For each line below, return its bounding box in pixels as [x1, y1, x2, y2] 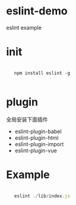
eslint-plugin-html [14, 134, 59, 141]
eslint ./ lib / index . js [14, 193, 70, 199]
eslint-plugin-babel [14, 128, 62, 135]
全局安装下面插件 [6, 116, 48, 123]
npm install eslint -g [14, 70, 70, 76]
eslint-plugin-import [14, 140, 64, 147]
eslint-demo [6, 4, 68, 18]
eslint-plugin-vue [14, 147, 58, 154]
